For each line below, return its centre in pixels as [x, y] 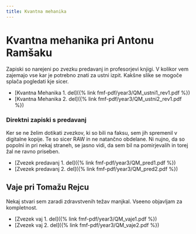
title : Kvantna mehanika [36, 11]
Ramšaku [29, 53]
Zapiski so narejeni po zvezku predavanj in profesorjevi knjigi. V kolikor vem [97, 69]
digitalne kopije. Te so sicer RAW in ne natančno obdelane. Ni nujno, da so [96, 139]
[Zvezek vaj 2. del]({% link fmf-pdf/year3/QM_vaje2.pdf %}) [87, 225]
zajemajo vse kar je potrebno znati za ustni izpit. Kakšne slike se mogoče [94, 75]
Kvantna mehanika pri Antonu [80, 40]
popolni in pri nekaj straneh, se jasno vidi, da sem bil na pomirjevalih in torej [97, 145]
